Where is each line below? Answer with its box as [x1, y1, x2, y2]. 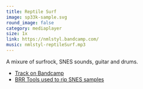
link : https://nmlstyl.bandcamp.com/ [6, 36, 99, 42]
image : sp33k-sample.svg [6, 14, 67, 20]
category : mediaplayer [6, 25, 62, 31]
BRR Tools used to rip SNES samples [14, 75, 105, 83]
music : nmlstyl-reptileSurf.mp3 [6, 42, 86, 48]
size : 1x [6, 31, 28, 37]
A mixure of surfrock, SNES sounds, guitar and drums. [6, 58, 138, 65]
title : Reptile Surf [6, 8, 57, 15]
